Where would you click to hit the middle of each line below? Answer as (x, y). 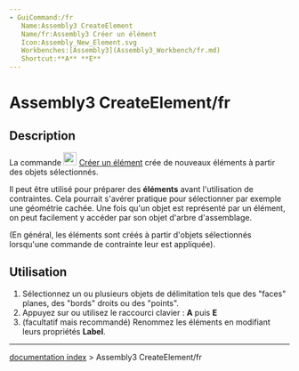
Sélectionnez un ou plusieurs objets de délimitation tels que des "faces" (154, 294)
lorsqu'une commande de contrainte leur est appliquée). (113, 244)
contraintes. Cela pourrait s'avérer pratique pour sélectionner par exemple (145, 198)
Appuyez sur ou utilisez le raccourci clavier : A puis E (120, 312)
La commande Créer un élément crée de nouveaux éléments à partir (142, 162)
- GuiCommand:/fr (41, 17)
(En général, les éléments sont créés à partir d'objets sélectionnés (130, 235)
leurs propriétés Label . (64, 331)
